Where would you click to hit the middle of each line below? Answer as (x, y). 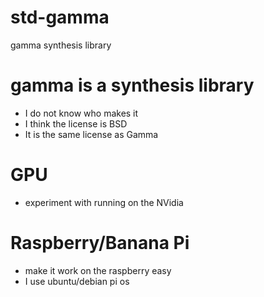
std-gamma (60, 17)
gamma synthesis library (61, 45)
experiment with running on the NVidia (104, 202)
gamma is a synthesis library (132, 85)
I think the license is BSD (76, 123)
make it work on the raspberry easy (98, 270)
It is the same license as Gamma (91, 134)
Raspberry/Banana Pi (100, 243)
